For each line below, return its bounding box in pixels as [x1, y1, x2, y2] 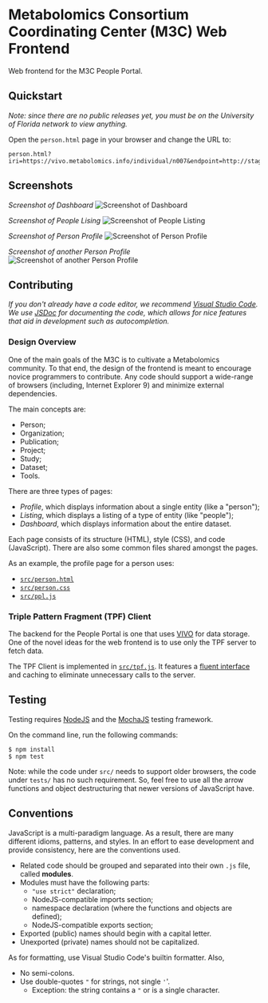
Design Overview [8, 336, 77, 347]
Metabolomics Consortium [8, 6, 189, 24]
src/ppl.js [19, 592, 57, 600]
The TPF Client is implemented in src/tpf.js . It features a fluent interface [8, 661, 250, 671]
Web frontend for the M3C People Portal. [8, 66, 143, 75]
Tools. [19, 471, 41, 480]
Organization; [19, 428, 65, 438]
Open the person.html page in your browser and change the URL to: [8, 134, 231, 144]
